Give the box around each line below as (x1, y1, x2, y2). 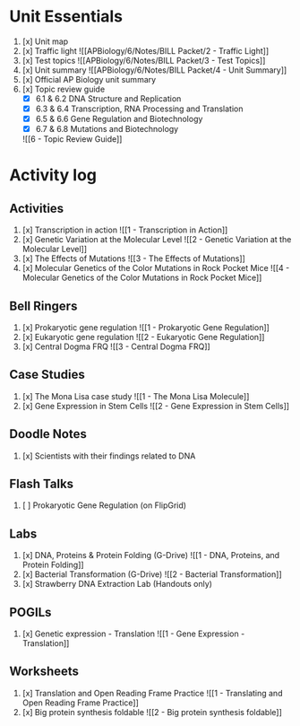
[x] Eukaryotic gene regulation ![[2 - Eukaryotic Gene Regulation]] (21, 332, 265, 342)
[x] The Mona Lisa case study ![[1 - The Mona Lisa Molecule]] (21, 390, 250, 401)
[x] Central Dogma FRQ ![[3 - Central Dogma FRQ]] (21, 341, 210, 352)
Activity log (9, 165, 97, 186)
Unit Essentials (9, 6, 124, 27)
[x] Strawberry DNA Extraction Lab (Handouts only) (21, 579, 213, 590)
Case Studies (9, 367, 85, 382)
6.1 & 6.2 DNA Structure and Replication (35, 92, 182, 104)
